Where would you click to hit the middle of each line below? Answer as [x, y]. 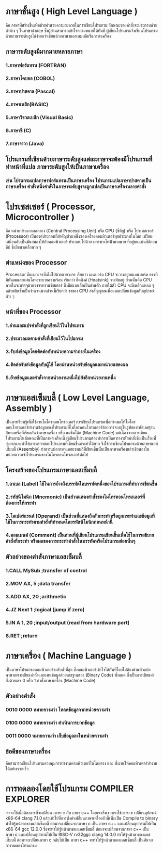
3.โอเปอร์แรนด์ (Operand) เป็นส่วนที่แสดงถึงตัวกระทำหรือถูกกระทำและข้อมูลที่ [80, 516]
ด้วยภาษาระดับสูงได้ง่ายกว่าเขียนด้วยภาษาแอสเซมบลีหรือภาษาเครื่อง [58, 36]
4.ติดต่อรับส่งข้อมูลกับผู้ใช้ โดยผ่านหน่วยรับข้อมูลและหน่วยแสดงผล [67, 364]
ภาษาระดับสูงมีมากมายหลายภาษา [44, 52]
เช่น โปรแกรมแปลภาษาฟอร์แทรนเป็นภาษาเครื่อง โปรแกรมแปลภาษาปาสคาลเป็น [78, 180]
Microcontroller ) [40, 217]
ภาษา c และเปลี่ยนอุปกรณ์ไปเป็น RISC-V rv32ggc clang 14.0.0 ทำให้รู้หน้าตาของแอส [78, 834]
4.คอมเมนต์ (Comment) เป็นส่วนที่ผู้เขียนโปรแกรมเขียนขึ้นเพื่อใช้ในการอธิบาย [80, 535]
